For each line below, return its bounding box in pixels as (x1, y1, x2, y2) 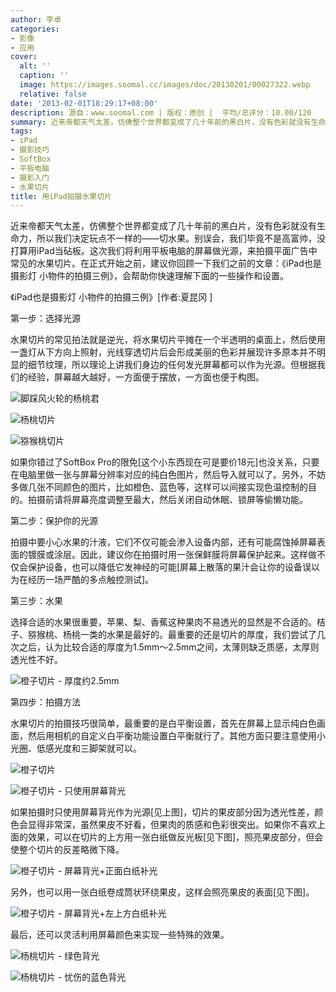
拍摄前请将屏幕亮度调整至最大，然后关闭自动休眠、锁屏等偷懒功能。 (27, 494, 308, 506)
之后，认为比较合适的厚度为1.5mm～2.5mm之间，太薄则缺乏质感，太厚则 (18, 641, 320, 653)
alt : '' (19, 61, 52, 71)
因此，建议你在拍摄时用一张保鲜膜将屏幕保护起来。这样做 (79, 549, 317, 561)
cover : (10, 52, 38, 62)
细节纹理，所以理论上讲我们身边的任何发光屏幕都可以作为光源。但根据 (27, 359, 317, 371)
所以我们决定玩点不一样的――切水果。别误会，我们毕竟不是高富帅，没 (36, 232, 326, 245)
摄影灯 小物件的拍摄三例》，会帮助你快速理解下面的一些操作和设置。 (10, 270, 289, 282)
